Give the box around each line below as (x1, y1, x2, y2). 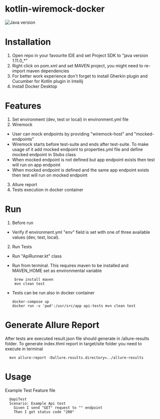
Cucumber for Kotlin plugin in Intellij (12, 78, 84, 84)
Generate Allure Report (5, 319, 100, 330)
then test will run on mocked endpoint (12, 172, 88, 178)
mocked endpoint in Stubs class (12, 151, 76, 157)
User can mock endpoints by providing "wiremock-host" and (12, 131, 133, 137)
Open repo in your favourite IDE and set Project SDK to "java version (12, 52, 148, 58)
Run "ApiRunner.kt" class (12, 253, 62, 259)
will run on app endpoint (12, 161, 60, 168)
